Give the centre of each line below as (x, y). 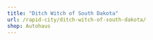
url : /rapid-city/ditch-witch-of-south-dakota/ (77, 20)
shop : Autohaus (29, 26)
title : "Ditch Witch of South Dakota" (63, 13)
